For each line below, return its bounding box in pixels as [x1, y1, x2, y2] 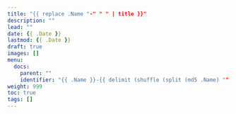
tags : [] [7, 96, 33, 103]
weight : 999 [7, 83, 42, 90]
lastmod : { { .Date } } [7, 37, 71, 44]
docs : [13, 63, 30, 70]
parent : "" [20, 69, 52, 76]
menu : [7, 57, 23, 64]
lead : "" [7, 23, 33, 30]
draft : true [7, 43, 42, 50]
